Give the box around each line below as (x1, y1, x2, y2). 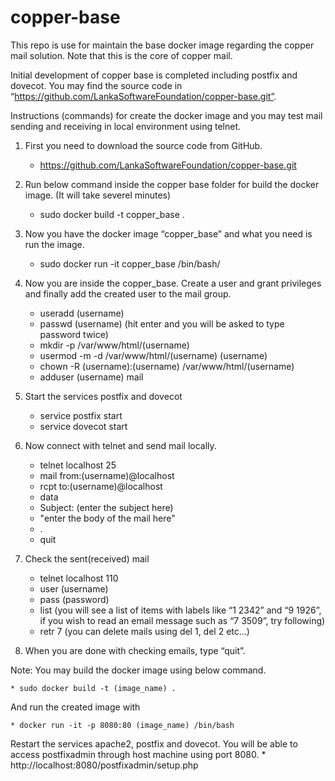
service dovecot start (39, 420, 128, 432)
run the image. (24, 238, 85, 250)
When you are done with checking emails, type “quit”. (24, 644, 246, 656)
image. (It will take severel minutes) (24, 189, 172, 201)
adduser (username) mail (39, 371, 144, 383)
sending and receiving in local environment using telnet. (10, 120, 242, 132)
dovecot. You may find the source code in (10, 79, 183, 91)
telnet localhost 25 (39, 459, 117, 471)
